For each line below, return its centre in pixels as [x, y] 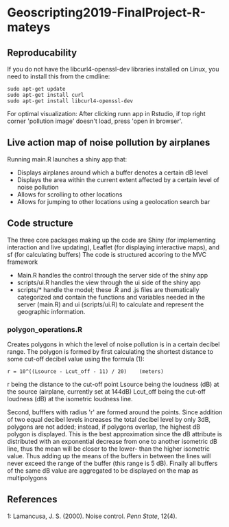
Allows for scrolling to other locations [70, 194]
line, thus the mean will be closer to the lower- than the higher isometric [109, 449]
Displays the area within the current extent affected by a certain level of [118, 179]
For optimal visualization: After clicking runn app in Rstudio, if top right [106, 114]
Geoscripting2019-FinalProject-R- [107, 13]
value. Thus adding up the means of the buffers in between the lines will [109, 456]
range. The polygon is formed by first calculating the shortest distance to [110, 351]
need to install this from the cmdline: [59, 76]
